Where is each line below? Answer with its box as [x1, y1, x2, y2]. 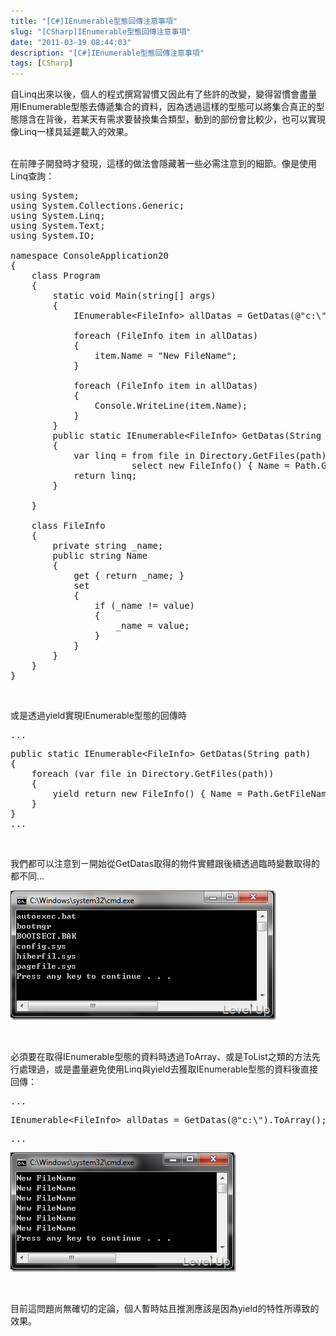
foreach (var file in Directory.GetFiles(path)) [31, 768, 275, 780]
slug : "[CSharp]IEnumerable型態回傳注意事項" [10, 26, 192, 37]
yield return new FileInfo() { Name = [52, 788, 243, 800]
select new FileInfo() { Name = [131, 460, 290, 472]
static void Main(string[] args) [52, 290, 217, 302]
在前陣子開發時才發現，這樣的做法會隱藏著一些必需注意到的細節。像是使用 [10, 158, 317, 170]
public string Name [52, 550, 148, 562]
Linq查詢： [10, 170, 55, 182]
